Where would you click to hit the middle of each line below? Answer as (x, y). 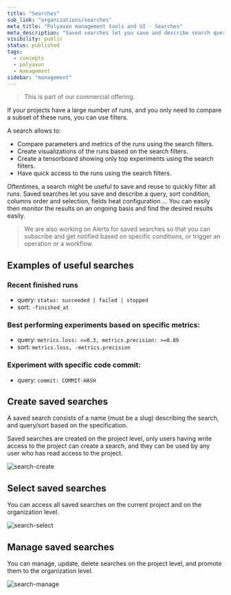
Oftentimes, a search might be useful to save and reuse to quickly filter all (111, 187)
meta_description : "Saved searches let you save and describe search (109, 33)
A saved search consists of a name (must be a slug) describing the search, (113, 418)
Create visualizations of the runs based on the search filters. (102, 151)
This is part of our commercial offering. (79, 97)
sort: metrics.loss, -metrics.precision (74, 347)
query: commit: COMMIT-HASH (56, 380)
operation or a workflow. (58, 244)
